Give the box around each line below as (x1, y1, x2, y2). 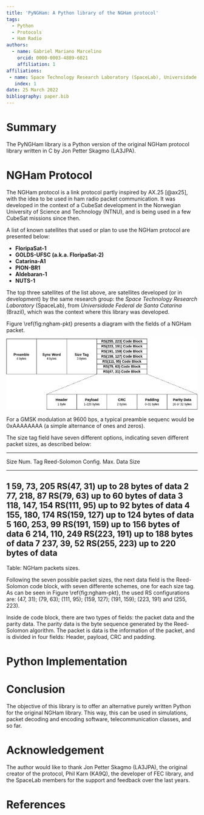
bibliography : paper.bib (6, 93, 69, 100)
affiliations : (6, 68, 42, 74)
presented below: (6, 232, 50, 240)
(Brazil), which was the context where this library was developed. (6, 308, 170, 315)
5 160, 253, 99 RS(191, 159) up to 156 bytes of (6, 519, 180, 530)
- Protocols (12, 29, 42, 35)
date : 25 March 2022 (6, 87, 59, 93)
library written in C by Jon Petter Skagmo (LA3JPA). (6, 147, 137, 154)
